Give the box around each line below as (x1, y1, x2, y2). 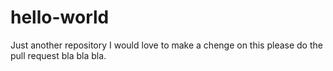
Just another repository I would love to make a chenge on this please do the (10, 39, 323, 51)
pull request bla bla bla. (10, 49, 107, 61)
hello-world (10, 6, 110, 29)
